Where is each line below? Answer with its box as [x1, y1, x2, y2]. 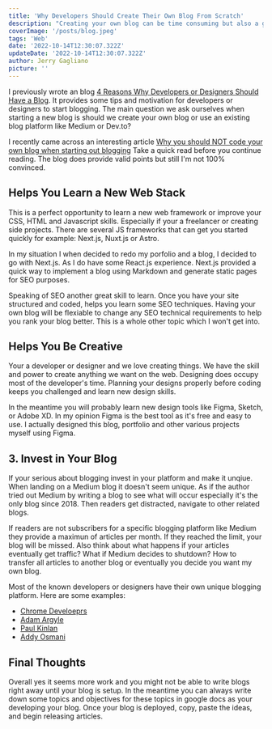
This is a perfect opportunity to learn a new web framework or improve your [8, 207, 261, 217]
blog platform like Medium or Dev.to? [8, 121, 132, 130]
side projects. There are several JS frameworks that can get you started [8, 224, 249, 235]
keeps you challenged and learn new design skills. [8, 387, 176, 396]
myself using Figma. [8, 428, 76, 438]
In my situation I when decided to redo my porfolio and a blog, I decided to [8, 248, 257, 259]
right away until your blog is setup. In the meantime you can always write [8, 685, 252, 695]
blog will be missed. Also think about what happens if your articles [8, 540, 230, 550]
